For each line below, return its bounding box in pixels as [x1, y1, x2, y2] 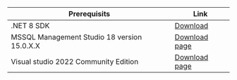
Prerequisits [68, 9, 111, 18]
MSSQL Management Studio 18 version [11, 32, 142, 41]
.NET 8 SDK [11, 21, 50, 30]
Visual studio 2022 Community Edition [11, 57, 139, 66]
